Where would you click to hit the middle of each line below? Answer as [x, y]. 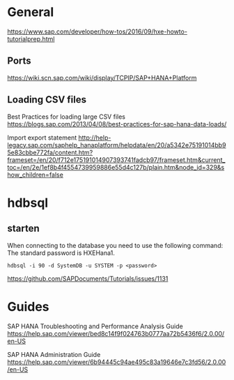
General [31, 12]
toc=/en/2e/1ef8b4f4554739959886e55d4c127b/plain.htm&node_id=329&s [116, 167]
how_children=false [36, 175]
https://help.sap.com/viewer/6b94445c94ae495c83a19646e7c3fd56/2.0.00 [117, 362]
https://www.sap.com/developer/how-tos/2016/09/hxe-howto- [97, 31]
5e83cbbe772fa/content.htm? [50, 152]
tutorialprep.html [31, 38]
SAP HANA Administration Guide [54, 354]
